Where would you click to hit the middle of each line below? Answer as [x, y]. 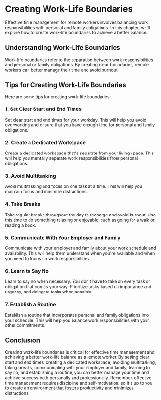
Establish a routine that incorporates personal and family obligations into [77, 315]
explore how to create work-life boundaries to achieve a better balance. [76, 32]
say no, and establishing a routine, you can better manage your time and [77, 373]
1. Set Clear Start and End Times [44, 109]
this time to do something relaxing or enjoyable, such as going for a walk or [80, 220]
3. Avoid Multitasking [31, 176]
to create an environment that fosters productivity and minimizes [69, 388]
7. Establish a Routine [30, 305]
